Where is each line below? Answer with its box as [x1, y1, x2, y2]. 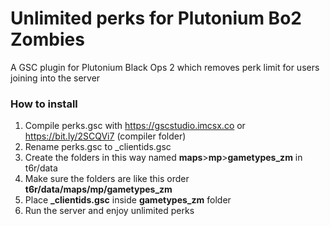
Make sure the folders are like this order [24, 173, 190, 185]
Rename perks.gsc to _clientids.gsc [24, 141, 172, 153]
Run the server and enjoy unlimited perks [24, 205, 195, 217]
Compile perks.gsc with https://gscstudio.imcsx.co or [24, 120, 246, 132]
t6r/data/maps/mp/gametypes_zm [24, 183, 173, 196]
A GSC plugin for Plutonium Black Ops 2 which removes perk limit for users [10, 61, 320, 73]
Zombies [10, 28, 85, 51]
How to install [10, 97, 78, 111]
